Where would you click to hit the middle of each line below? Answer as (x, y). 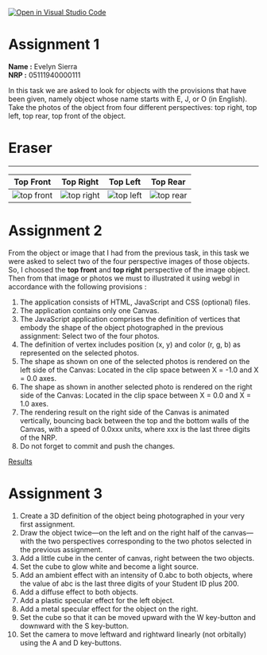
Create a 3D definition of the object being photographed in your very (132, 516)
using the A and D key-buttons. (70, 642)
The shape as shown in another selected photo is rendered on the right (136, 386)
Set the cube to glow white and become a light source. (109, 567)
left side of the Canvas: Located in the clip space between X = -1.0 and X (139, 370)
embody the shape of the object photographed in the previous (122, 327)
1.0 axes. (34, 403)
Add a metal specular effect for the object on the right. (109, 609)
